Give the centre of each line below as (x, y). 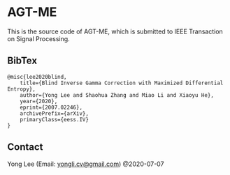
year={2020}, (39, 101)
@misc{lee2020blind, (37, 77)
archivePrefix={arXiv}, (55, 113)
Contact (25, 147)
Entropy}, (22, 89)
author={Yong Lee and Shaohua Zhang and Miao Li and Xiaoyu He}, (117, 95)
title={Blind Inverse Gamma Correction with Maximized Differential (122, 83)
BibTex (22, 61)
